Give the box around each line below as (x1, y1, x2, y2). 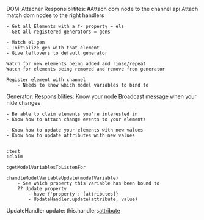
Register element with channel (6, 77, 86, 83)
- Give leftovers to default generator (6, 50, 108, 56)
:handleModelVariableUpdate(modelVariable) (6, 175, 119, 181)
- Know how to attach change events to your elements (6, 116, 147, 122)
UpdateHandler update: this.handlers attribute (6, 207, 120, 214)
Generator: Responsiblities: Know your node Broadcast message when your (6, 93, 197, 100)
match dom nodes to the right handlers (6, 12, 104, 19)
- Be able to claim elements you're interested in (6, 111, 138, 117)
